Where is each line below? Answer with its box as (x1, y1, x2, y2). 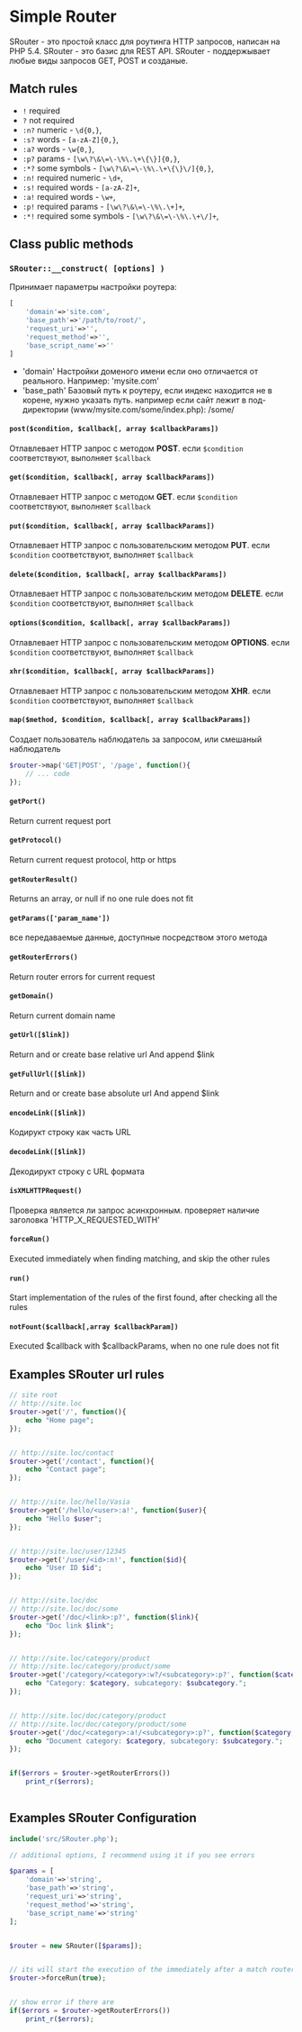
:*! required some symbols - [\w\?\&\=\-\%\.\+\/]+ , (22, 210, 219, 221)
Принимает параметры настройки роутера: (9, 282, 177, 293)
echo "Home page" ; (25, 1415, 94, 1424)
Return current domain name (9, 1010, 116, 1021)
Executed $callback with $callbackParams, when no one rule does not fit (9, 1341, 280, 1351)
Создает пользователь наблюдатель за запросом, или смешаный (9, 734, 262, 745)
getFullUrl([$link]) (9, 1070, 87, 1079)
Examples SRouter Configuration (9, 1811, 198, 1826)
